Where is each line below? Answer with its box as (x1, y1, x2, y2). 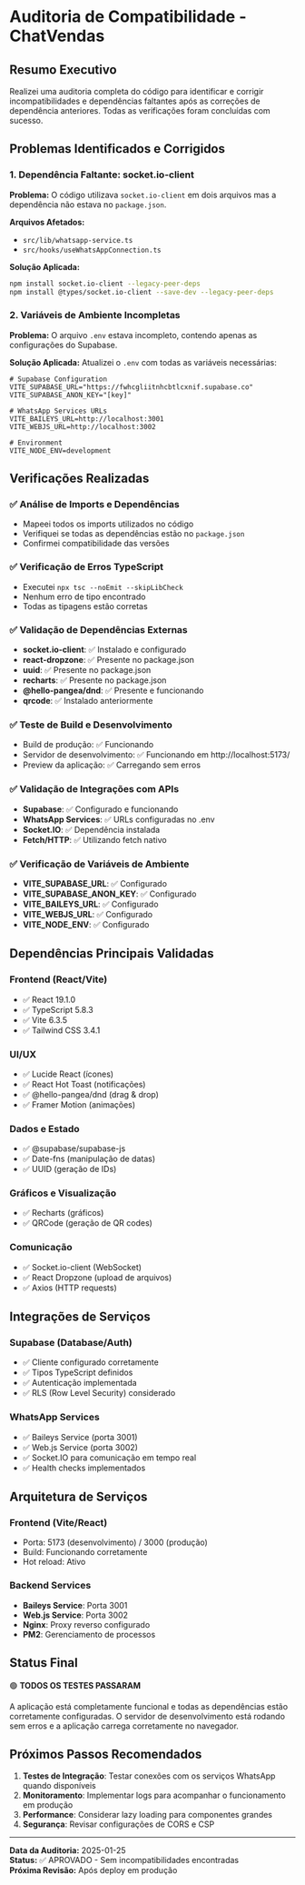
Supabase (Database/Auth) (9, 1337, 133, 1349)
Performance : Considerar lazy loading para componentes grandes (22, 1810, 272, 1820)
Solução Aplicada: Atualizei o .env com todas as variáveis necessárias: (9, 356, 277, 367)
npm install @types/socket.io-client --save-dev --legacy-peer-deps (9, 287, 274, 296)
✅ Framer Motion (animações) (22, 1098, 136, 1110)
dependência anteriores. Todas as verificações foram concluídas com (9, 105, 271, 115)
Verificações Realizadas (9, 471, 150, 486)
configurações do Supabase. (9, 339, 118, 350)
